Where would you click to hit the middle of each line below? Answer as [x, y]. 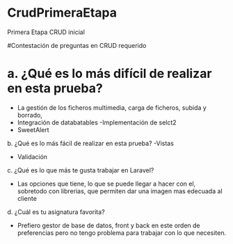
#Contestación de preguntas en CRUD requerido [77, 45]
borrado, [30, 115]
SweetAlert [33, 129]
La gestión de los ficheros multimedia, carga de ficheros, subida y [112, 107]
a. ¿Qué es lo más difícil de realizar [110, 74]
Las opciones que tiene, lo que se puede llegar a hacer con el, [106, 184]
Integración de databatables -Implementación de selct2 [97, 122]
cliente [27, 198]
